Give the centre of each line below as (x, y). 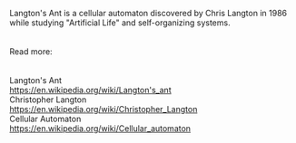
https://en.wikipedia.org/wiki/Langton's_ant (90, 90)
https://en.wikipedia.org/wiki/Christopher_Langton (104, 109)
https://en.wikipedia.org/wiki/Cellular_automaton (100, 129)
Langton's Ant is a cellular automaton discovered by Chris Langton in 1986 (148, 13)
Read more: (31, 52)
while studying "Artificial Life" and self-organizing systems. (120, 23)
